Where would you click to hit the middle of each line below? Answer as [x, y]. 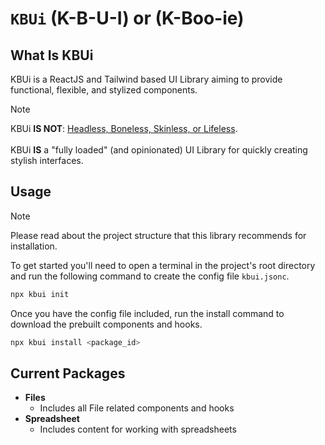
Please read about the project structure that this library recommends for [158, 235]
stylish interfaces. [47, 160]
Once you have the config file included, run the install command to [147, 313]
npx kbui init [40, 294]
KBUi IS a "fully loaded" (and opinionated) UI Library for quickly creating [159, 150]
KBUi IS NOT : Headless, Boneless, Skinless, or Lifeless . [124, 128]
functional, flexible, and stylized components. [104, 90]
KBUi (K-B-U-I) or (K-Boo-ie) [127, 18]
